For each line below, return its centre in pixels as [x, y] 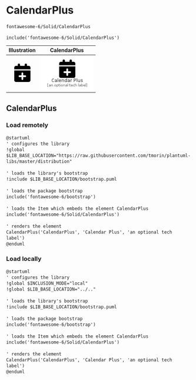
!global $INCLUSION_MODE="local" [47, 283]
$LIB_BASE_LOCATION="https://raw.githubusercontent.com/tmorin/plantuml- [99, 156]
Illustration [22, 50]
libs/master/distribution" [39, 161]
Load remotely [27, 125]
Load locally [24, 259]
